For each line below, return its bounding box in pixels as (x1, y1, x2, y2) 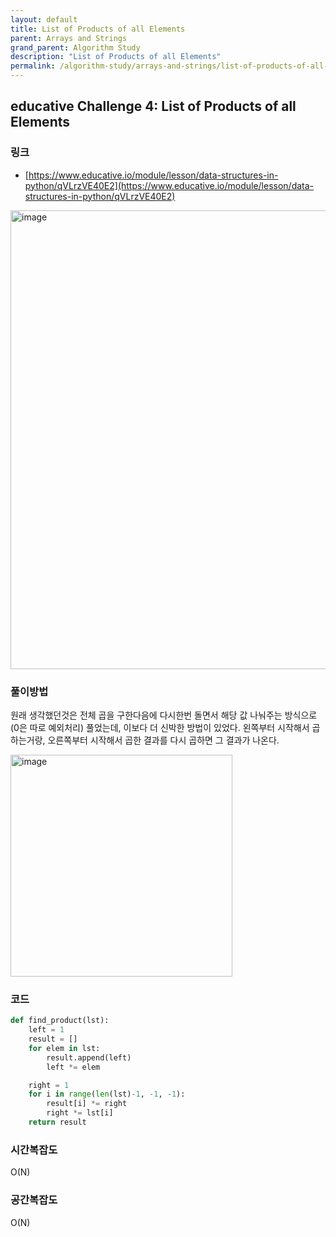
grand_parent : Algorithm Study (10, 42, 141, 53)
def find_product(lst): (10, 1016, 110, 1026)
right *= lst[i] (46, 1108, 114, 1118)
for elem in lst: (28, 1043, 101, 1053)
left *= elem (46, 1062, 101, 1072)
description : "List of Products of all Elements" (10, 52, 222, 62)
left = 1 (28, 1025, 65, 1035)
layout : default (10, 14, 78, 25)
